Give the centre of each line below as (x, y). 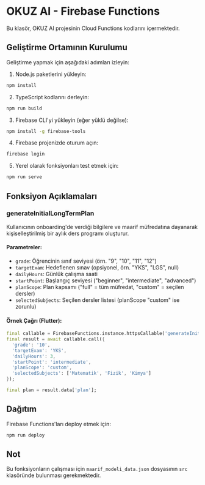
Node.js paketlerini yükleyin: (51, 74)
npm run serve (24, 177)
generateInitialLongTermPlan (50, 214)
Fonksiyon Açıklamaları (52, 196)
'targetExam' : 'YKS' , (39, 350)
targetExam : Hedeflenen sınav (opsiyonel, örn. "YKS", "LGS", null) (97, 268)
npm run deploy (26, 435)
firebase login (26, 154)
